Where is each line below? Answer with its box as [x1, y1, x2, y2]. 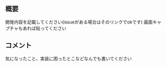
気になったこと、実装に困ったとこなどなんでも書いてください [5, 55, 132, 61]
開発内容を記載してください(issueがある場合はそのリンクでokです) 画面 [5, 19, 153, 25]
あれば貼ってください [22, 25, 67, 31]
